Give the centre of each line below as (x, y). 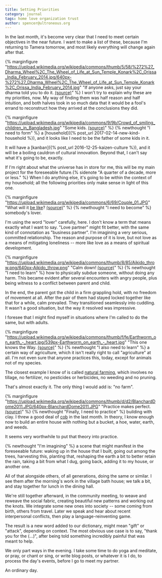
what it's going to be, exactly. (34, 158)
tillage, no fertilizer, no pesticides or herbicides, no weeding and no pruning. (81, 378)
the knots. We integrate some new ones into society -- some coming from (79, 506)
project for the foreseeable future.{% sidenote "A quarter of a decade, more (81, 172)
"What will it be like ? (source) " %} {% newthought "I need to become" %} (78, 208)
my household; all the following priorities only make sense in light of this (77, 183)
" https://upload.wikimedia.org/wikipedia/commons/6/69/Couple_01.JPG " (78, 202)
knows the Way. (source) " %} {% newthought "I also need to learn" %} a (77, 347)
